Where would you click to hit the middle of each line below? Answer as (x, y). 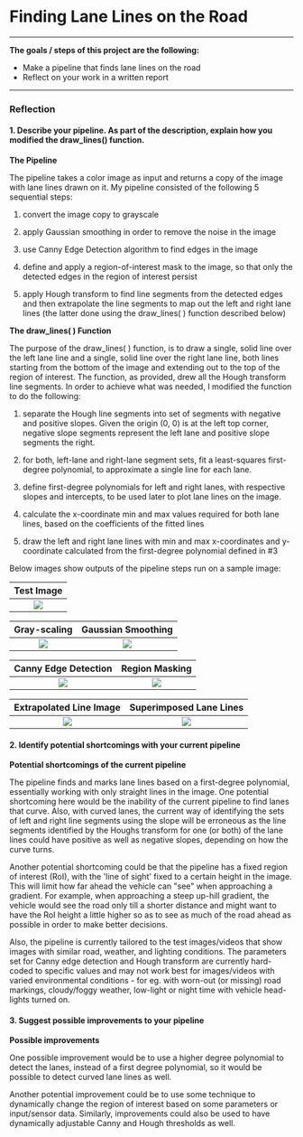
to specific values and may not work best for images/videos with (155, 971)
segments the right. (59, 443)
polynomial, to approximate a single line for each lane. (151, 470)
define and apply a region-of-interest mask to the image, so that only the (157, 267)
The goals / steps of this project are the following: (105, 50)
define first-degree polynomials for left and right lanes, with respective (154, 487)
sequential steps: (41, 197)
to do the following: (45, 396)
